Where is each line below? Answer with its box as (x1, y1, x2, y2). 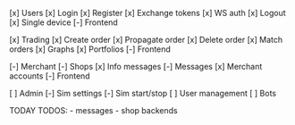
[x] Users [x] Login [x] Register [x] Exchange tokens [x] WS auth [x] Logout (9, 8, 286, 18)
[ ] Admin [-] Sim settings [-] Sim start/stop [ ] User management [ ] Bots (9, 88, 277, 98)
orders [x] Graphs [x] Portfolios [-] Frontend (9, 44, 172, 54)
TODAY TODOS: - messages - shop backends (9, 105, 178, 115)
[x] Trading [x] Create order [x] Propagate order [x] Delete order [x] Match (9, 35, 283, 45)
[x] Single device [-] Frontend (9, 17, 118, 28)
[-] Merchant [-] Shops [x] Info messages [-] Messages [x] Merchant (9, 62, 263, 71)
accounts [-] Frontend (9, 71, 91, 81)
